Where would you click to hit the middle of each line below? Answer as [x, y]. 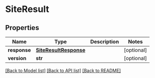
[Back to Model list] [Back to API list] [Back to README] [63, 70]
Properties [22, 28]
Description [105, 42]
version [17, 58]
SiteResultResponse [61, 50]
